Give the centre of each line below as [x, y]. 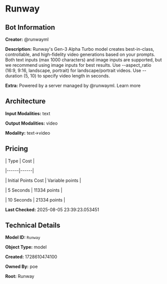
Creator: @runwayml [27, 39]
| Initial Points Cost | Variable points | [43, 180]
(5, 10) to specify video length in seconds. [67, 76]
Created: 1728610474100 [31, 257]
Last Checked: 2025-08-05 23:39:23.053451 [52, 210]
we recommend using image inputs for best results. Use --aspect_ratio [78, 65]
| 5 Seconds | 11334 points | [34, 190]
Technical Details [33, 225]
